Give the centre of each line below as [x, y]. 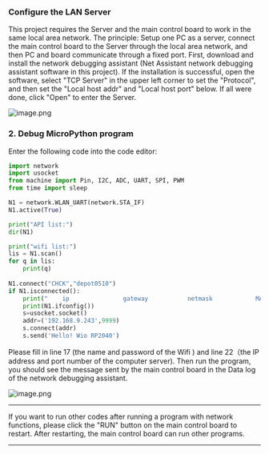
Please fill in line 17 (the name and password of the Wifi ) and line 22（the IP [134, 352]
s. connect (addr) [50, 328]
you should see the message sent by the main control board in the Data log [132, 369]
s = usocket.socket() [55, 313]
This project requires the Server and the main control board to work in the [130, 30]
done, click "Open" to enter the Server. [72, 98]
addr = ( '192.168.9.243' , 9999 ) [71, 321]
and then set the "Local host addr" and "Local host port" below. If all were [130, 89]
